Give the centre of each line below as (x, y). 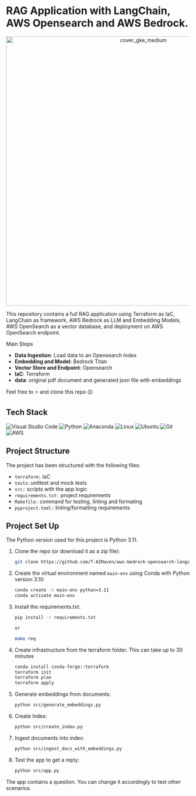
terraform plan (33, 678)
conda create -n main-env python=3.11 (62, 590)
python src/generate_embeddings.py (58, 705)
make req (25, 639)
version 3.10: (29, 580)
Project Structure (38, 451)
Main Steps (20, 344)
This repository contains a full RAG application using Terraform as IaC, (90, 313)
